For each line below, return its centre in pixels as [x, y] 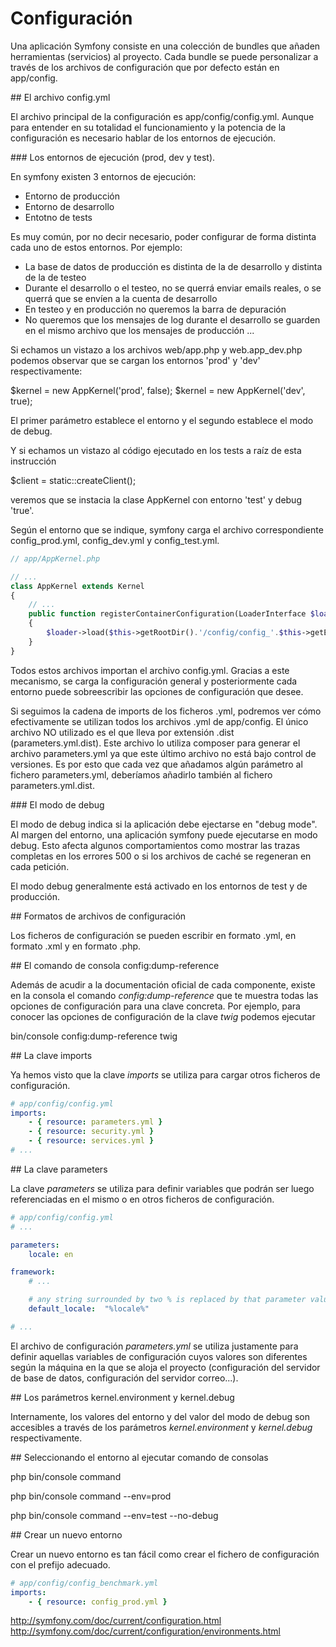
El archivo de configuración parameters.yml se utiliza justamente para [154, 1346]
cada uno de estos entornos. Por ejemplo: [96, 247]
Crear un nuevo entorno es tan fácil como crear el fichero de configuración [165, 1554]
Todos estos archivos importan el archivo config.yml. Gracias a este [150, 670]
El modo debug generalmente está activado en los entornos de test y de [159, 886]
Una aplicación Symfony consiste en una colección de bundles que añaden [165, 46]
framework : [33, 1272]
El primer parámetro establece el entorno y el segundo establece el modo [162, 420]
